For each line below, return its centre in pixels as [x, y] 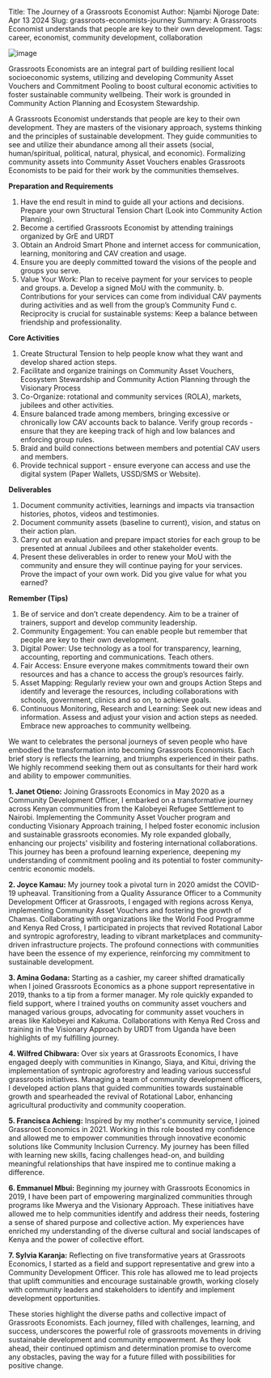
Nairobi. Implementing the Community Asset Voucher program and [119, 817]
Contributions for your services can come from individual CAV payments [141, 296]
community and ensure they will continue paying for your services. [131, 565]
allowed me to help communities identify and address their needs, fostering [134, 1214]
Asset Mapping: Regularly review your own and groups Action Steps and [141, 683]
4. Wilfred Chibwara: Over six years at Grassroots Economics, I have [123, 1054]
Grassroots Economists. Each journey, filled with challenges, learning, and [132, 1323]
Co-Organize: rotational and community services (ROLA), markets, [131, 396]
